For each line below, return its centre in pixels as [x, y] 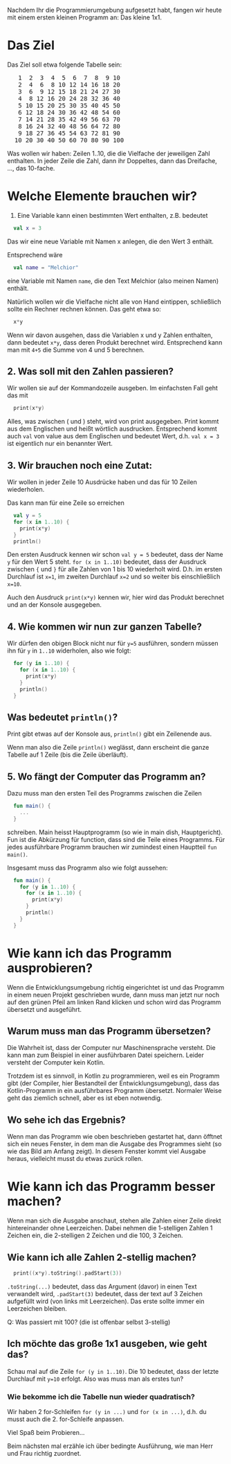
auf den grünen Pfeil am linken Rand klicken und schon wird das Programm [114, 1002]
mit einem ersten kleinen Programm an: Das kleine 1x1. [85, 17]
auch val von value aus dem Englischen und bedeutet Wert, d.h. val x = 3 [113, 436]
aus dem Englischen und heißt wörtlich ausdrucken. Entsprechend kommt [112, 429]
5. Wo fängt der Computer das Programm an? [107, 776]
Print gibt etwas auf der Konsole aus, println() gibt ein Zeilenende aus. [110, 734]
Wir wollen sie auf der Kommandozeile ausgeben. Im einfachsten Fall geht [112, 388]
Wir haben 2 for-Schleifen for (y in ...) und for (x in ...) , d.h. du [107, 1411]
